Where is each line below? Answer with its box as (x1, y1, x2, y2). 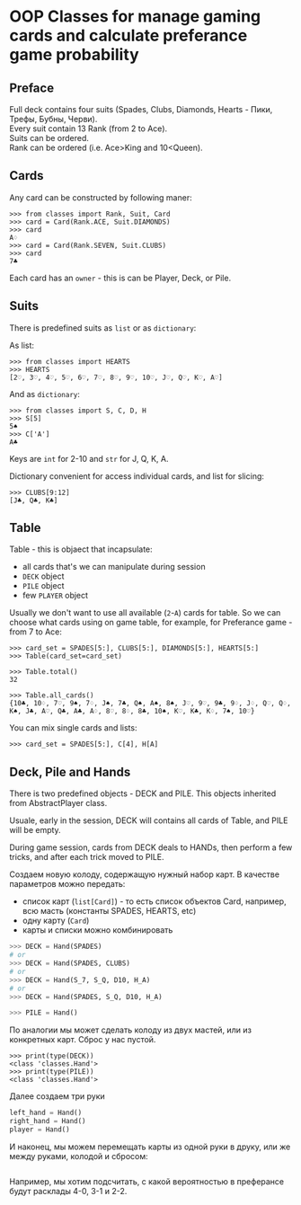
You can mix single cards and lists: (9, 722, 137, 733)
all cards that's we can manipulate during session (22, 562, 206, 572)
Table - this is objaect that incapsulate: (9, 544, 153, 554)
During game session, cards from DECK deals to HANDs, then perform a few (9, 842, 293, 853)
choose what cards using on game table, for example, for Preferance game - (9, 617, 293, 628)
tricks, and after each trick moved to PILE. (9, 852, 164, 863)
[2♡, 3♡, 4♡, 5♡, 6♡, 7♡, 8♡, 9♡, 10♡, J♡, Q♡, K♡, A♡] (9, 373, 223, 382)
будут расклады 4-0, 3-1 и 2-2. (9, 1185, 128, 1196)
